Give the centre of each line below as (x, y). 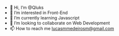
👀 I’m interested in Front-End (39, 13)
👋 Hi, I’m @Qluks (27, 8)
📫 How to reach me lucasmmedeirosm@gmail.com (62, 28)
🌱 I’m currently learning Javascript (45, 18)
